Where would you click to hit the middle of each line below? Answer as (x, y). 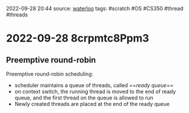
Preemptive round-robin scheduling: (50, 74)
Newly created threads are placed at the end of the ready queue (92, 104)
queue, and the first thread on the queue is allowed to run (84, 98)
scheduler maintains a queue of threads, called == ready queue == (94, 85)
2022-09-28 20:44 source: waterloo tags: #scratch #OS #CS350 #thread (94, 8)
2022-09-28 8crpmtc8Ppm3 (78, 38)
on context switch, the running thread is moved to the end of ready (95, 91)
